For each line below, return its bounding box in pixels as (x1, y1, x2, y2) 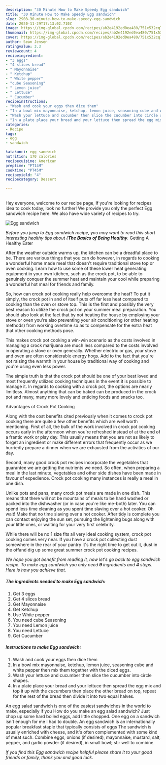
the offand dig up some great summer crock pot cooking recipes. (5, 547, 138, 553)
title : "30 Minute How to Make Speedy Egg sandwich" (5, 12, 116, 17)
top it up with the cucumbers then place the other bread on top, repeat (12, 688, 157, 694)
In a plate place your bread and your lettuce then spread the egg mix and (12, 683, 161, 689)
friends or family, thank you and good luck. (5, 755, 93, 761)
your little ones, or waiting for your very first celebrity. (5, 522, 115, 528)
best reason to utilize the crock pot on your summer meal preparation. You (5, 307, 157, 313)
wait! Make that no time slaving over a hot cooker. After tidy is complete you (5, 511, 160, 517)
